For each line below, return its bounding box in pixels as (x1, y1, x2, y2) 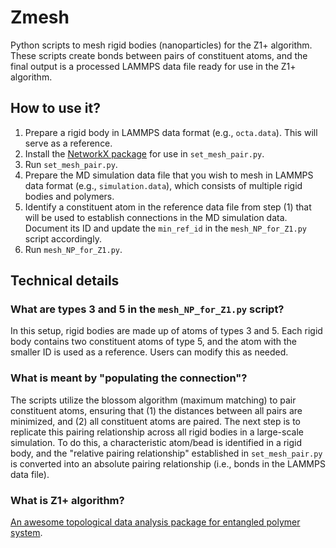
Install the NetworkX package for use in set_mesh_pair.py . (24, 147, 265, 160)
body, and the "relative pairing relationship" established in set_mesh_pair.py (10, 447, 323, 459)
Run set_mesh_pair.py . (24, 158, 118, 170)
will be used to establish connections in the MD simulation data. (24, 211, 288, 223)
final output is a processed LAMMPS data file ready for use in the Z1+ (10, 60, 297, 72)
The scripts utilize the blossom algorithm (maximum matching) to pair (10, 394, 297, 406)
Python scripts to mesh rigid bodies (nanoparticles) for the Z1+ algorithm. (10, 39, 313, 51)
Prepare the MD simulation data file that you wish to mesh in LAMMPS (24, 169, 314, 181)
